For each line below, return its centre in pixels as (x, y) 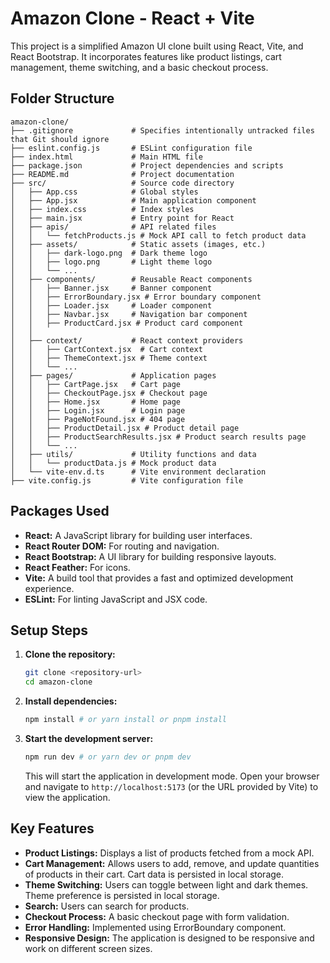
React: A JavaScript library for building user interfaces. (138, 535)
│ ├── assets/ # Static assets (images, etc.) (138, 244)
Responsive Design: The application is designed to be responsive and (169, 938)
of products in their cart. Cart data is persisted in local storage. (154, 874)
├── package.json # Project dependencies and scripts (147, 165)
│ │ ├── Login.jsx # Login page (98, 410)
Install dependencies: (71, 701)
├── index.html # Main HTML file (106, 157)
